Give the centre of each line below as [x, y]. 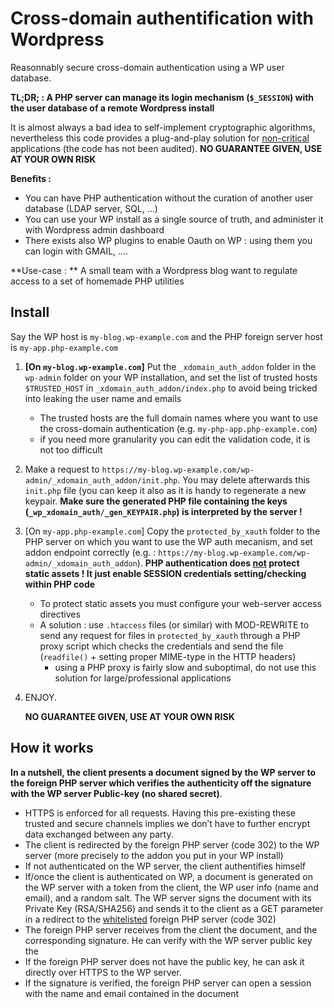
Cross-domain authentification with [162, 18]
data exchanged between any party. [99, 834]
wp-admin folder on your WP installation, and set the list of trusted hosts [171, 377]
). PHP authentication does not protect [218, 563]
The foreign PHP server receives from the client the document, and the [171, 929]
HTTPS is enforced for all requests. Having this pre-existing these [160, 813]
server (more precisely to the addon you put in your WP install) [154, 855]
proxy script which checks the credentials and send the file [161, 646]
